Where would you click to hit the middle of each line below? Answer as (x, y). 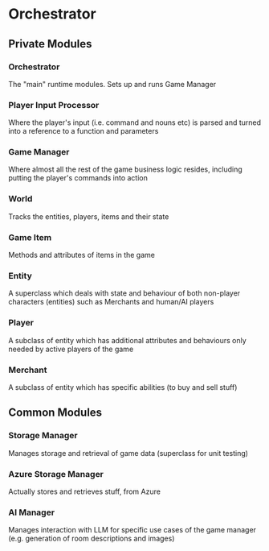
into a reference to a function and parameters (84, 131)
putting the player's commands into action (78, 178)
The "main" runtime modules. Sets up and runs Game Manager (112, 84)
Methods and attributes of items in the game (82, 255)
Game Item (30, 237)
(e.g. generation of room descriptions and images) (92, 539)
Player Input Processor (54, 105)
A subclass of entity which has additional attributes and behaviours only (127, 340)
